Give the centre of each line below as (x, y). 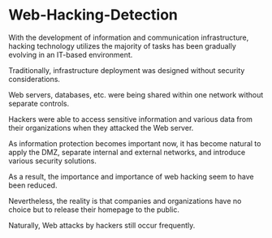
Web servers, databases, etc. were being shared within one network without (136, 94)
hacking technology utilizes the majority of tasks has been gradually (123, 45)
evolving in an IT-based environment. (71, 54)
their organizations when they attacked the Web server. (101, 128)
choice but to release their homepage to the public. (94, 210)
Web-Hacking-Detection (93, 15)
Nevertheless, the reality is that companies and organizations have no (125, 201)
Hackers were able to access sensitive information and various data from (131, 119)
